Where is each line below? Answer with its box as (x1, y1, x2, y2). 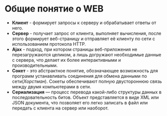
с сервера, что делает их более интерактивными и (11, 57, 121, 63)
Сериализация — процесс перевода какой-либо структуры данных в (11, 89, 162, 95)
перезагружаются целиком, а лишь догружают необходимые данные (11, 51, 161, 58)
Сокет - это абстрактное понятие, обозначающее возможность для (11, 67, 158, 73)
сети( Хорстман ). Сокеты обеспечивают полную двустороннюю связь (11, 78, 162, 84)
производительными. (11, 62, 58, 68)
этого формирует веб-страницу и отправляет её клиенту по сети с (11, 36, 155, 42)
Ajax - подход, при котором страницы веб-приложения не (11, 46, 137, 52)
